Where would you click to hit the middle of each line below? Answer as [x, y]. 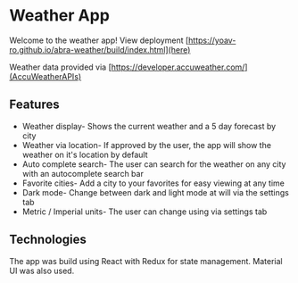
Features [34, 105]
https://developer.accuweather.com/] [179, 67]
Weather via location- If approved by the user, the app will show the [147, 145]
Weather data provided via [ [60, 67]
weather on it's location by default [85, 154]
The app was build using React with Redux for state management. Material [146, 261]
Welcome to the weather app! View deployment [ [99, 40]
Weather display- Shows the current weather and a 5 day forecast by [149, 126]
